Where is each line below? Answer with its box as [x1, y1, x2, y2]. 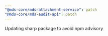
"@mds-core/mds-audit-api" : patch [5, 12, 77, 17]
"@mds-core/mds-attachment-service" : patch [5, 7, 97, 12]
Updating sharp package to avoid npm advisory [5, 25, 103, 31]
